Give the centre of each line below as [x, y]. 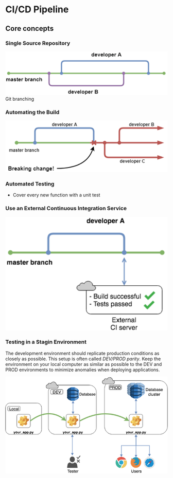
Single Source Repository [38, 43]
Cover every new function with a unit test [56, 195]
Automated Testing [30, 183]
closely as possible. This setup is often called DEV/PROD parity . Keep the [83, 359]
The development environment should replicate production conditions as [82, 353]
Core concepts [30, 29]
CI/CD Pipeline [37, 10]
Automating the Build [32, 112]
